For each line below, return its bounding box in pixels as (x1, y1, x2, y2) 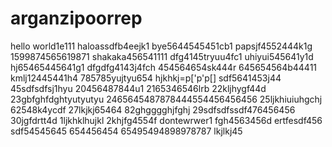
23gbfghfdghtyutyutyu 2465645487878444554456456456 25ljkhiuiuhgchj (10, 93, 323, 105)
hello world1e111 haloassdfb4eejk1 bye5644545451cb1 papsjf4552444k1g (10, 40, 313, 52)
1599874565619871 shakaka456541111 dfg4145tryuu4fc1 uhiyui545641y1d (10, 50, 314, 62)
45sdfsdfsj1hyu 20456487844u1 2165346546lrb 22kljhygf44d (10, 82, 267, 94)
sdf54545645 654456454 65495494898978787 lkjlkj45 (10, 125, 243, 137)
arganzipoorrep (10, 7, 143, 30)
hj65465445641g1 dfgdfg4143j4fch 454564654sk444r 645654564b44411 (10, 61, 318, 73)
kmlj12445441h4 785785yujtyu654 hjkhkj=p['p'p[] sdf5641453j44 (10, 72, 282, 84)
